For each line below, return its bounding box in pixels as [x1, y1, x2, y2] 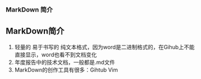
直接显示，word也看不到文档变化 [14, 50, 97, 58]
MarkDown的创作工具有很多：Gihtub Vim [14, 66, 118, 74]
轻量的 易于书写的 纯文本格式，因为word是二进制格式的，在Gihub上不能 [14, 43, 195, 50]
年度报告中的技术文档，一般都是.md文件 [14, 58, 115, 66]
